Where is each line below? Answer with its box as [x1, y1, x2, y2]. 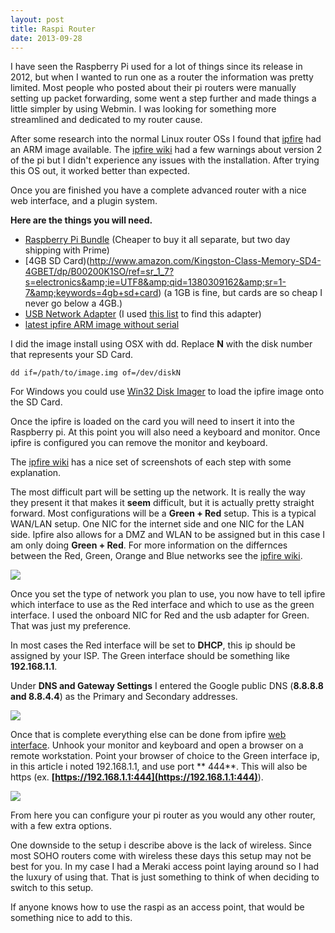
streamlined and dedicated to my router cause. [10, 114, 203, 126]
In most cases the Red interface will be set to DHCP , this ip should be [10, 639, 297, 651]
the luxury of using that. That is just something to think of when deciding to [10, 871, 320, 883]
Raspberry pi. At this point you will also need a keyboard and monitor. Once [10, 426, 321, 438]
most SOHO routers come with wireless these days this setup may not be [10, 850, 312, 862]
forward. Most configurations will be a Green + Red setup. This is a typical [10, 507, 317, 520]
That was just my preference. [10, 620, 132, 632]
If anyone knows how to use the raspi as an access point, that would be [10, 901, 305, 913]
